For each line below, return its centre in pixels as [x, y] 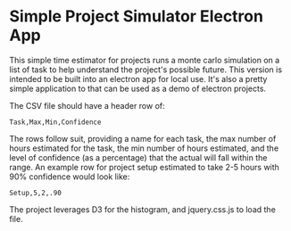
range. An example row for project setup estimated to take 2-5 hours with [144, 167]
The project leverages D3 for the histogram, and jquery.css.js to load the [143, 209]
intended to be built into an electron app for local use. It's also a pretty [138, 78]
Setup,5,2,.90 [36, 193]
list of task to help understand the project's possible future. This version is [146, 70]
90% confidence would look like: [70, 177]
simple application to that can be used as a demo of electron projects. [137, 88]
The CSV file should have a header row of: [87, 105]
